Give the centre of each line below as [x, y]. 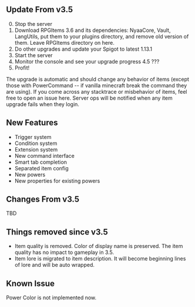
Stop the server [33, 24]
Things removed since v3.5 [57, 232]
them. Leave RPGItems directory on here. [64, 42]
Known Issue [30, 283]
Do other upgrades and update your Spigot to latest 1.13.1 [83, 49]
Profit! [22, 68]
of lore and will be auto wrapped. [55, 265]
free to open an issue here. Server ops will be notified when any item [89, 98]
